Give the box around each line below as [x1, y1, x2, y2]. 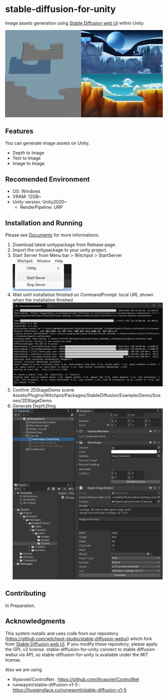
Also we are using [5, 666, 42, 672]
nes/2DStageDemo [12, 397, 52, 403]
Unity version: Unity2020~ [12, 199, 67, 205]
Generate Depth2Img [12, 402, 56, 408]
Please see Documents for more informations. [5, 231, 100, 238]
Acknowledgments [5, 617, 66, 625]
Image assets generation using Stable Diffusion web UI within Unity [5, 20, 144, 26]
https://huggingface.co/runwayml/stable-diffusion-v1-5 [12, 686, 126, 693]
